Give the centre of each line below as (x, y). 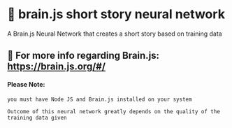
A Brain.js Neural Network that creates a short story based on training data (115, 34)
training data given (37, 118)
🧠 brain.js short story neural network (116, 14)
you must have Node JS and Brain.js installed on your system (100, 99)
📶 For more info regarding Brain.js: (83, 56)
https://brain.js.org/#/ (57, 67)
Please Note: (26, 84)
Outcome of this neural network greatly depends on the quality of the (114, 111)
